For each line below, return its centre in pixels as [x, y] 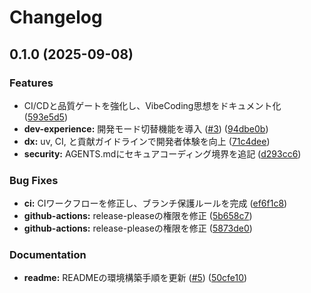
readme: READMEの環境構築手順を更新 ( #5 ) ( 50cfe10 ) [135, 278]
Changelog [56, 17]
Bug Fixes [34, 180]
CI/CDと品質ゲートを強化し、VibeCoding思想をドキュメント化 [152, 105]
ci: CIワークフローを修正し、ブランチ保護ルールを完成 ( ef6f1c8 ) [155, 203]
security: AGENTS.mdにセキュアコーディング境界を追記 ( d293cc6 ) [162, 153]
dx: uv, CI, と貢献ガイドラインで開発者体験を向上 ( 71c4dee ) [147, 141]
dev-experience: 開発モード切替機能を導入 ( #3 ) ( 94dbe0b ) [146, 128]
